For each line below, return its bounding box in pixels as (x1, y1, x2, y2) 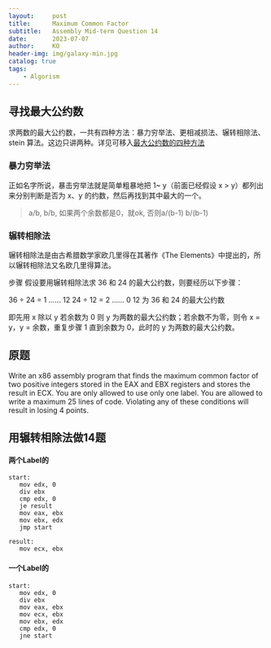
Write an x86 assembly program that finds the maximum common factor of (8, 370, 259, 380)
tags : (8, 65, 27, 73)
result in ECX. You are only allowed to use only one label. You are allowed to (8, 387, 263, 397)
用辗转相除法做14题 (8, 431, 107, 444)
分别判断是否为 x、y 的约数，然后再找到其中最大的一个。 (15, 190, 206, 200)
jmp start (19, 523, 53, 532)
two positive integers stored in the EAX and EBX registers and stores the (8, 379, 251, 389)
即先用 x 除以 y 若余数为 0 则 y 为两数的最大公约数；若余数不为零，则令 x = (8, 313, 260, 322)
